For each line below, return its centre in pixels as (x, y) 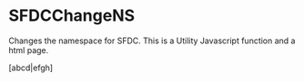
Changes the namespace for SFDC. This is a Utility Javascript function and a (152, 41)
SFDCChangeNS (72, 16)
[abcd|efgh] (31, 68)
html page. (29, 50)
